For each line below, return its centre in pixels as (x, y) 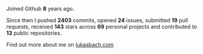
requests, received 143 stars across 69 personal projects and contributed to (102, 27)
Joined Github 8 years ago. (40, 9)
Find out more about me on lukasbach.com (60, 45)
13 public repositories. (34, 33)
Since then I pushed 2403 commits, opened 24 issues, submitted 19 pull (97, 20)
